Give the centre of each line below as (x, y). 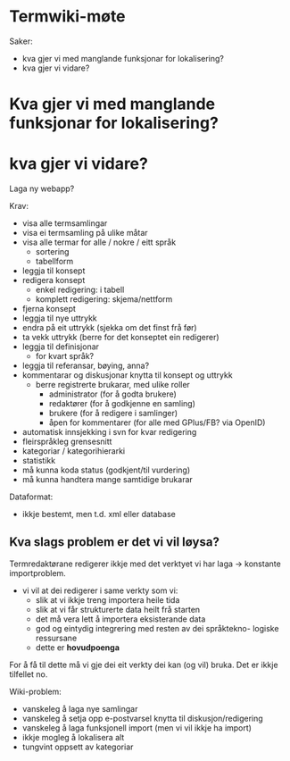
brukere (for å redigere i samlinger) (113, 414)
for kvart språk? (65, 356)
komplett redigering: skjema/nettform (104, 299)
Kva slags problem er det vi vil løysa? (115, 542)
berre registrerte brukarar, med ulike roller (112, 385)
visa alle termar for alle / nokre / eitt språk (99, 242)
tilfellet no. (29, 674)
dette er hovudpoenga (78, 647)
